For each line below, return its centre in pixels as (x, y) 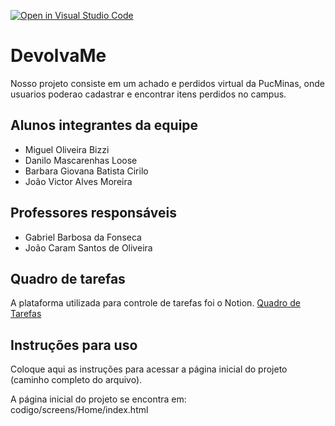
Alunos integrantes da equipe (104, 125)
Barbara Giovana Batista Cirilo (86, 171)
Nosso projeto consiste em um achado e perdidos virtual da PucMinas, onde (167, 83)
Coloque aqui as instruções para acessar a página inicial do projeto (149, 369)
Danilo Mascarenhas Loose (81, 160)
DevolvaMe (58, 56)
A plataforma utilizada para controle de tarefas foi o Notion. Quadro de (155, 303)
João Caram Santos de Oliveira (88, 247)
